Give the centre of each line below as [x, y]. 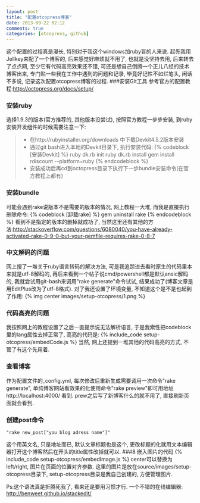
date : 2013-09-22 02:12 [36, 23]
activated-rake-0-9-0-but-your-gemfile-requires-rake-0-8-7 [81, 236]
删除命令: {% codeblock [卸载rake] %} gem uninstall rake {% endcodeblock [99, 214]
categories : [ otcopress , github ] [48, 34]
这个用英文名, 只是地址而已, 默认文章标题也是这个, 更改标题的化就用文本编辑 [99, 444]
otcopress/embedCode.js [37, 342]
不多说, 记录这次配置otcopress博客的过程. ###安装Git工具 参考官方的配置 [96, 82]
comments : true [25, 28]
